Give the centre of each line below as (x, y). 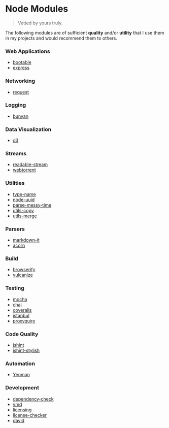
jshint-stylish (26, 350)
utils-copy (23, 210)
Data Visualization (28, 129)
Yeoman (21, 375)
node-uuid (24, 200)
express (21, 68)
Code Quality (22, 334)
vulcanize (23, 275)
